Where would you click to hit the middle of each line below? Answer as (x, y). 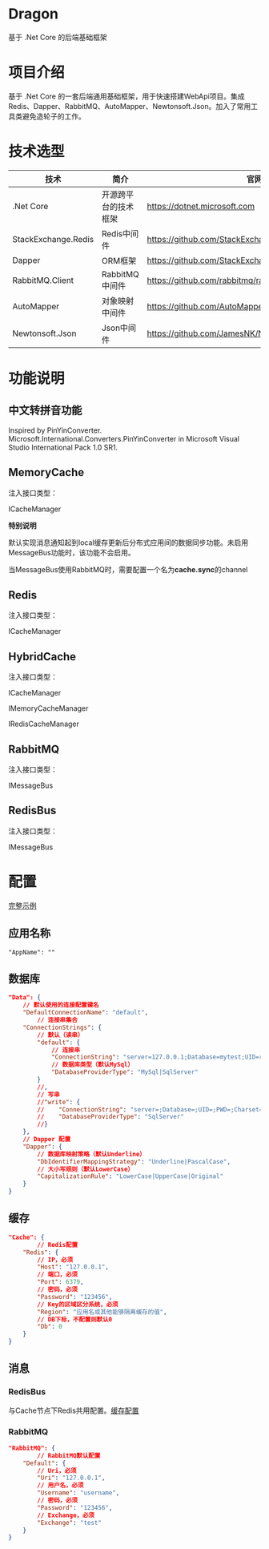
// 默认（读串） (60, 1035)
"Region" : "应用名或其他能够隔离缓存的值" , (102, 1312)
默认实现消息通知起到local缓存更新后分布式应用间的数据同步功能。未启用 (128, 543)
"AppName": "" (32, 952)
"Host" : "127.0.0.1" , (73, 1267)
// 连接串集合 (58, 1020)
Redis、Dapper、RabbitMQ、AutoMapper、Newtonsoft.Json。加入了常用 (130, 106)
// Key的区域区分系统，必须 (78, 1304)
